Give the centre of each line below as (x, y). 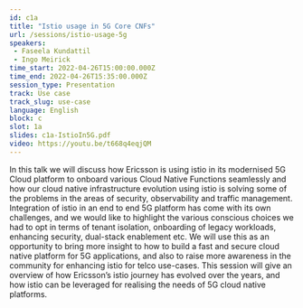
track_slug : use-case (50, 102)
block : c (26, 118)
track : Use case (40, 93)
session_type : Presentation (62, 85)
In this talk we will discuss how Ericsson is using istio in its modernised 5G (148, 169)
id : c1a (24, 18)
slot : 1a (26, 127)
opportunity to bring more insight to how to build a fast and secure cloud (145, 246)
